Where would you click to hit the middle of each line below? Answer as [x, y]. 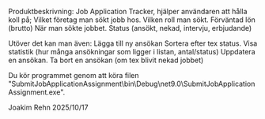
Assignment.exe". [37, 92]
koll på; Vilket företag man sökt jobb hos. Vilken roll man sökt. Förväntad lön [132, 20]
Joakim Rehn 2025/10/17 [48, 107]
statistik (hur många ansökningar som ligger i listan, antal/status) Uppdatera [132, 52]
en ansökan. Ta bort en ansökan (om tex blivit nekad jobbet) [106, 60]
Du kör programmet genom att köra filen [74, 75]
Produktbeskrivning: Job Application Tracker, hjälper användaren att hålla [128, 11]
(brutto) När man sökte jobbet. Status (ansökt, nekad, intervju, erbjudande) [130, 28]
